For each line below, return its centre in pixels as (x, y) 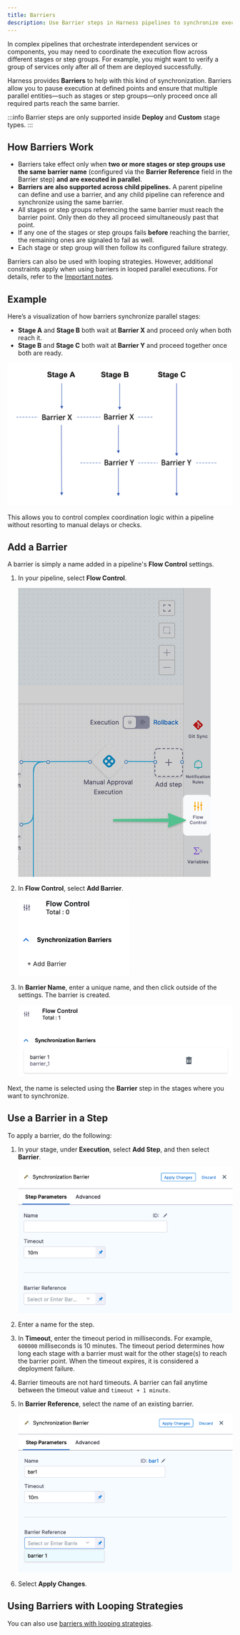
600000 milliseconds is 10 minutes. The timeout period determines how (121, 1346)
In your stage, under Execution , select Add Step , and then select (113, 1149)
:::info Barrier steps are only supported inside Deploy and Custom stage (114, 117)
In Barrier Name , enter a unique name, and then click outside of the (117, 987)
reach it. (30, 338)
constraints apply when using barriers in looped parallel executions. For (113, 269)
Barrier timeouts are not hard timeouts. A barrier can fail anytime (113, 1383)
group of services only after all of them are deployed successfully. (105, 66)
